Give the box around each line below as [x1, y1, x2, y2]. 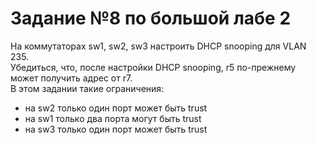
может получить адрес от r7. [10, 72, 133, 84]
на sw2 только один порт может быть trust [24, 102, 208, 114]
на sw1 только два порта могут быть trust [24, 112, 202, 124]
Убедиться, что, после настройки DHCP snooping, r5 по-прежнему [10, 61, 297, 73]
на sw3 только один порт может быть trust [24, 123, 208, 135]
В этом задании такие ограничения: [10, 82, 165, 94]
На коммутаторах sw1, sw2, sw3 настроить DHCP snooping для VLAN [10, 40, 307, 52]
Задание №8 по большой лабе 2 [10, 7, 292, 30]
